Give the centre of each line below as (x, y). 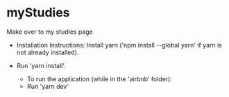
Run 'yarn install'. (41, 65)
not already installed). (48, 52)
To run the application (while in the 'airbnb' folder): (100, 79)
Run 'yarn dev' (48, 86)
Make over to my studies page (50, 32)
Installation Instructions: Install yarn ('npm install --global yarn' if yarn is (119, 45)
